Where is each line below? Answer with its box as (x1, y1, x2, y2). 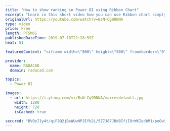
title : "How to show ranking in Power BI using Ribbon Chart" (5, 7, 139, 13)
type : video (5, 21, 30, 27)
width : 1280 (14, 100, 39, 105)
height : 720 (14, 104, 39, 110)
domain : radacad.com (10, 68, 53, 73)
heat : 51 (5, 40, 24, 45)
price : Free (5, 26, 30, 31)
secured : (5, 118, 24, 123)
